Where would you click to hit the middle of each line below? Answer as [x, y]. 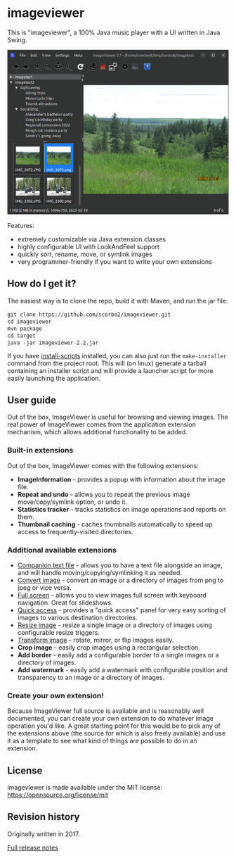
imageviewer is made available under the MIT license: [85, 788]
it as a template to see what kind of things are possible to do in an [103, 741]
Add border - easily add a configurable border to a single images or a [118, 655]
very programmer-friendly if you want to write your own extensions [114, 261]
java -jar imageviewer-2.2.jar [53, 343]
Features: [21, 225]
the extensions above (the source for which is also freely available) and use [117, 733]
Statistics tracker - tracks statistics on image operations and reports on [122, 509]
